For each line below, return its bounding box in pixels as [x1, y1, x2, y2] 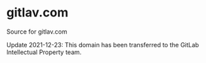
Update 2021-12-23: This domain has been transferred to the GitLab [6, 40, 199, 49]
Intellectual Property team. [6, 48, 82, 56]
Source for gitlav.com [6, 27, 68, 36]
